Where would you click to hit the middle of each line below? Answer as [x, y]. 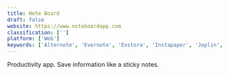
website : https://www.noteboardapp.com [64, 26]
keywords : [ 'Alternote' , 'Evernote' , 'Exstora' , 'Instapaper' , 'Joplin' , [115, 45]
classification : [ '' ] [38, 32]
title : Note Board [33, 13]
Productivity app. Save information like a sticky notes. [83, 64]
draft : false [26, 20]
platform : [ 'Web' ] [33, 39]
